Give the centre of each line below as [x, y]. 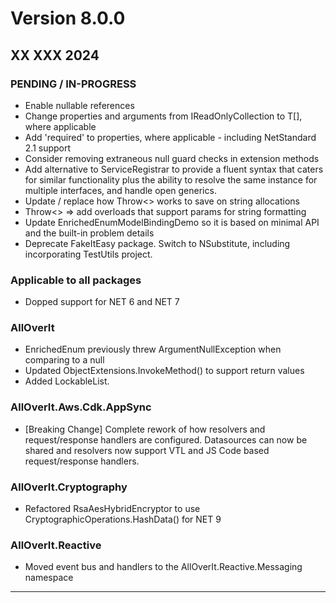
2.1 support [48, 148]
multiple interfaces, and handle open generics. [120, 190]
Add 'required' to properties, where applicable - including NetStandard [170, 137]
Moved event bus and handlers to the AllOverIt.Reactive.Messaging [163, 567]
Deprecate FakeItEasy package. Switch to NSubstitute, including [157, 243]
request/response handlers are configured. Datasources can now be [166, 439]
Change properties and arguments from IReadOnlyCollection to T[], [163, 116]
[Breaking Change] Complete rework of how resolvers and [145, 429]
